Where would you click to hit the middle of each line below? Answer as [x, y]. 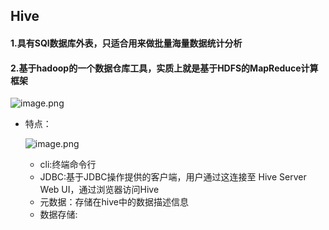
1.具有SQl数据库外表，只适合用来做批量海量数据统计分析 [126, 43]
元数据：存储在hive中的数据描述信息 [114, 202]
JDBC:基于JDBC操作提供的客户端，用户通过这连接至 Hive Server [173, 177]
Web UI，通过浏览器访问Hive [99, 190]
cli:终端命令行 [68, 165]
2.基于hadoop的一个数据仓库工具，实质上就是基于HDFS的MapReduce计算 [164, 68]
